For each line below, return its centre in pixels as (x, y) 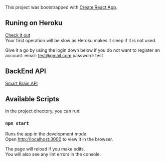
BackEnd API (26, 71)
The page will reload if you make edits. (45, 149)
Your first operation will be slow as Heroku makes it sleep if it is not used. (81, 40)
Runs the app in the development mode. (46, 134)
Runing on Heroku (34, 23)
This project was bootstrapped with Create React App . (61, 7)
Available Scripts (32, 99)
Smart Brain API (22, 83)
